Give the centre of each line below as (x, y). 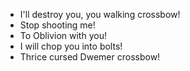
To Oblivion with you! (63, 35)
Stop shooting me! (57, 25)
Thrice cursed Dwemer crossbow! (90, 57)
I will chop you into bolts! (71, 46)
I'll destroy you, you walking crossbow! (100, 14)
